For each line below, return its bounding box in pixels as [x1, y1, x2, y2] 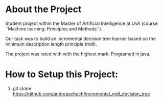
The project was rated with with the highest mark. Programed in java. [5, 51, 151, 57]
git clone [12, 85, 32, 91]
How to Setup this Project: [5, 69, 119, 80]
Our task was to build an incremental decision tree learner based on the [5, 36, 156, 42]
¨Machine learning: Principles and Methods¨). [5, 25, 103, 31]
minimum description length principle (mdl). [5, 41, 97, 47]
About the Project [5, 4, 82, 15]
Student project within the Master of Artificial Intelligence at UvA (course [5, 20, 158, 26]
